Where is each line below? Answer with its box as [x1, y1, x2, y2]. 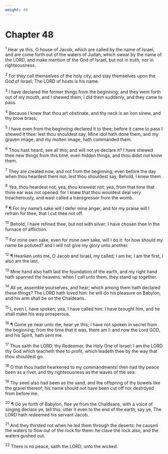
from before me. [5, 390, 39, 396]
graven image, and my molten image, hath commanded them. [5, 136, 132, 142]
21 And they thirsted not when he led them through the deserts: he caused [5, 421, 158, 428]
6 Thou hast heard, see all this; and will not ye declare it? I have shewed [5, 146, 153, 153]
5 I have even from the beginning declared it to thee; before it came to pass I [5, 125, 163, 132]
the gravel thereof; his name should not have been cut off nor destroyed [5, 385, 154, 391]
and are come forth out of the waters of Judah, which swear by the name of [5, 52, 162, 58]
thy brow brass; [5, 115, 38, 121]
